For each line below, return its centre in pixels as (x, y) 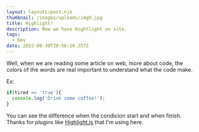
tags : (13, 35)
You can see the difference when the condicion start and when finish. (94, 116)
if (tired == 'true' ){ (34, 92)
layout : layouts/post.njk (39, 12)
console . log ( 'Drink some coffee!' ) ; (58, 98)
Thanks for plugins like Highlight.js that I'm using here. (75, 122)
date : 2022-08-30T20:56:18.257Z (47, 46)
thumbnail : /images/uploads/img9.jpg (54, 18)
